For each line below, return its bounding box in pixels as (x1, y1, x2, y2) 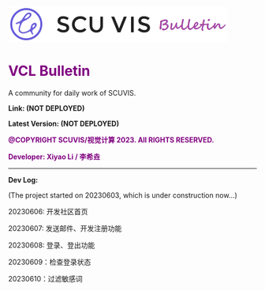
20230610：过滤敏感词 (8, 274, 83, 283)
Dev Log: (8, 175, 38, 184)
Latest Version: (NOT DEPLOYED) (8, 119, 120, 128)
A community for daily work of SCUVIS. (8, 88, 136, 97)
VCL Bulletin (8, 62, 91, 80)
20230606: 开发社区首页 (8, 206, 88, 216)
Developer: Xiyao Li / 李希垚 (8, 152, 101, 161)
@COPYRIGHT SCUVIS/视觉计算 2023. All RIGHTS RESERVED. (8, 134, 215, 145)
